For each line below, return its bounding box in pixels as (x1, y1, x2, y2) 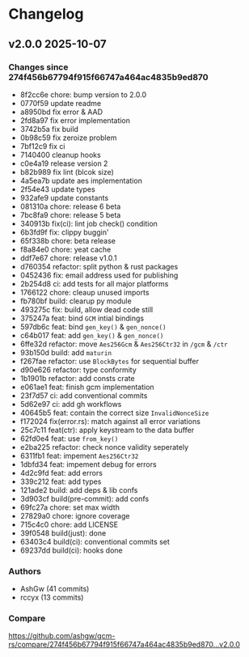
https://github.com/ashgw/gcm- (8, 631, 116, 641)
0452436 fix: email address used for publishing (19, 270, 179, 280)
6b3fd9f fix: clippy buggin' (19, 227, 109, 237)
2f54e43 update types (19, 184, 95, 194)
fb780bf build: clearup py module (19, 296, 132, 306)
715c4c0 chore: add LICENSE (19, 519, 119, 529)
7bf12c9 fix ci (19, 141, 65, 150)
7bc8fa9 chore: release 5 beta (19, 210, 121, 219)
